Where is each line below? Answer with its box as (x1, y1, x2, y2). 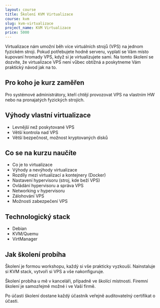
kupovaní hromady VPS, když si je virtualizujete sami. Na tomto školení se (5, 54, 154, 59)
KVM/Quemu (12, 231, 39, 237)
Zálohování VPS (12, 193, 45, 199)
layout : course (5, 7, 36, 12)
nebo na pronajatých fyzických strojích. (5, 97, 85, 103)
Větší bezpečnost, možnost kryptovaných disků (12, 135, 108, 140)
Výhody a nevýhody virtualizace (12, 167, 77, 173)
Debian (12, 225, 27, 231)
